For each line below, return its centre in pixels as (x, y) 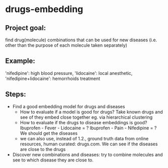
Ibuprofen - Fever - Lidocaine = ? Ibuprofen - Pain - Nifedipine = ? (88, 128)
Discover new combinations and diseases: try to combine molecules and (88, 154)
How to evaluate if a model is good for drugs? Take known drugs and (91, 112)
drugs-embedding (44, 9)
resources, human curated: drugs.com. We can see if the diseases (89, 144)
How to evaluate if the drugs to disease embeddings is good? (83, 122)
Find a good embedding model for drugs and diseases (69, 106)
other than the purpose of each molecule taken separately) (66, 45)
